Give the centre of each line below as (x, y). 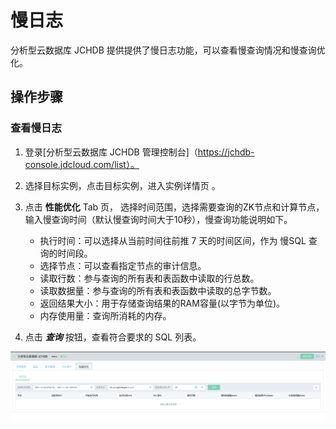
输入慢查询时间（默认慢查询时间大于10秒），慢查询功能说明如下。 (158, 219)
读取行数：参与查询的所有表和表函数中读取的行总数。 (149, 278)
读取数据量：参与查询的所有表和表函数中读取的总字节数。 (158, 290)
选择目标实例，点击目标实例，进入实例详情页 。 (122, 185)
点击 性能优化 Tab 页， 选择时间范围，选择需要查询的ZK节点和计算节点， (174, 207)
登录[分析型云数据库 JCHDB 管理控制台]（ (111, 152)
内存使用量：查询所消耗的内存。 (105, 315)
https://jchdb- (226, 152)
